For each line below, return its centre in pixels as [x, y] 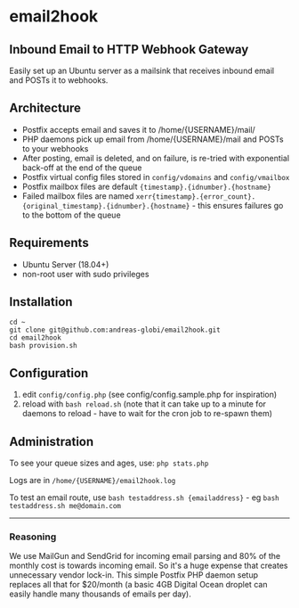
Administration [52, 442]
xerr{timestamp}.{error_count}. [196, 197]
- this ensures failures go [238, 205]
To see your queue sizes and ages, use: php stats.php [109, 463]
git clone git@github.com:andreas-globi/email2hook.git [115, 330]
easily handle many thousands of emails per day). [100, 594]
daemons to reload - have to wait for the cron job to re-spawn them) [147, 414]
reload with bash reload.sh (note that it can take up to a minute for [144, 404]
